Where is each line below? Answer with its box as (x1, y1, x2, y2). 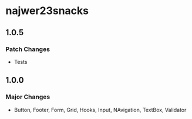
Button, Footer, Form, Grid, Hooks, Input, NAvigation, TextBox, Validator (14, 106, 187, 113)
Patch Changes (5, 45, 50, 53)
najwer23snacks (5, 4, 89, 18)
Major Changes (5, 93, 50, 101)
